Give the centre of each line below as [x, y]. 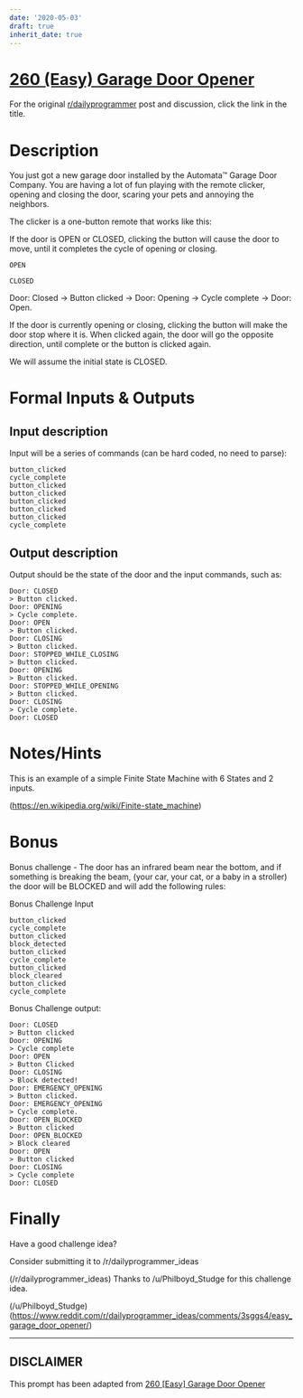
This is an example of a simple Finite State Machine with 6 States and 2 [142, 779]
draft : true [32, 26]
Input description [59, 432]
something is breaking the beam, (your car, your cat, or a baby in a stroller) [148, 877]
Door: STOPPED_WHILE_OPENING [64, 686]
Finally [35, 1219]
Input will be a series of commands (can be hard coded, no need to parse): [148, 454]
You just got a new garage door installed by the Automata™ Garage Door [143, 175]
